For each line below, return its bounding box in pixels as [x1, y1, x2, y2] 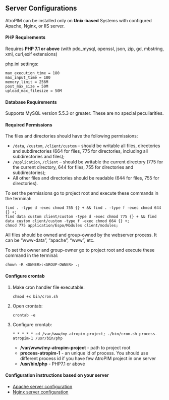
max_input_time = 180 [5, 75, 51, 80]
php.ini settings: [5, 61, 39, 67]
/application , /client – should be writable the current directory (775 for [12, 159, 163, 165]
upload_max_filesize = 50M [5, 88, 62, 94]
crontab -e [12, 313, 36, 318]
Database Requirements [5, 99, 57, 105]
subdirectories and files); [12, 154, 65, 160]
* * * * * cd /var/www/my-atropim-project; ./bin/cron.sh [12, 331, 137, 336]
